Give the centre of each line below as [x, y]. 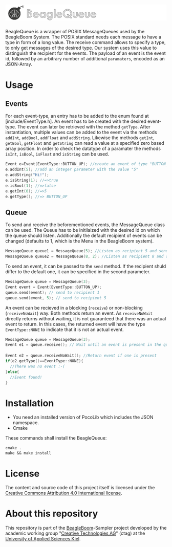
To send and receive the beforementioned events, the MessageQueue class [85, 225]
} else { [12, 372]
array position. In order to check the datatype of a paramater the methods [83, 149]
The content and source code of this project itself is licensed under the [80, 488]
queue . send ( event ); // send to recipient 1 [52, 292]
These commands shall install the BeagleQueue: [56, 438]
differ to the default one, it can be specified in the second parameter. [78, 272]
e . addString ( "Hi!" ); [27, 175]
